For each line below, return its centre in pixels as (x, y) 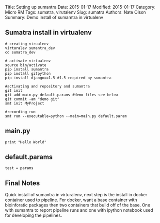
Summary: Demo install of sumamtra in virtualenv (54, 17)
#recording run (20, 112)
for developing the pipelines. (33, 215)
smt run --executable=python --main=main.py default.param (66, 116)
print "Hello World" (26, 142)
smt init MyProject (25, 103)
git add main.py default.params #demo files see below (62, 95)
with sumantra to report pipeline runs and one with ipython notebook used (79, 210)
